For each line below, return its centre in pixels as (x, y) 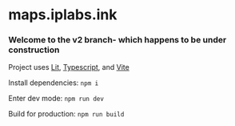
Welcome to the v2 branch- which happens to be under (117, 40)
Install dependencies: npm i (54, 83)
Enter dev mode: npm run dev (56, 99)
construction (34, 50)
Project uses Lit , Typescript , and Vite (69, 67)
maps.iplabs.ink (63, 15)
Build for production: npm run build (66, 114)
